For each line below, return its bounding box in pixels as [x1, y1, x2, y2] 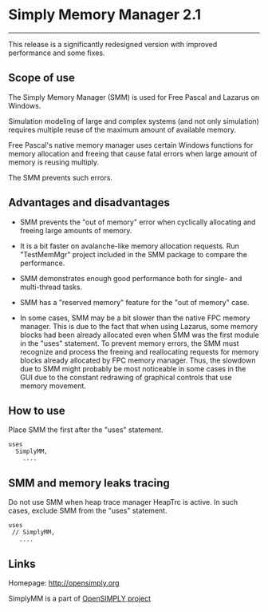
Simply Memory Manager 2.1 [8, 6, 202, 24]
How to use [8, 403, 65, 417]
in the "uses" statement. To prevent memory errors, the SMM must [19, 338, 239, 348]
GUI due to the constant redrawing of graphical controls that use [19, 372, 233, 382]
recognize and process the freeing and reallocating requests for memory [19, 347, 259, 356]
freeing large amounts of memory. [19, 225, 132, 235]
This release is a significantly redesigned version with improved [8, 39, 218, 49]
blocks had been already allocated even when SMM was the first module [19, 330, 259, 339]
